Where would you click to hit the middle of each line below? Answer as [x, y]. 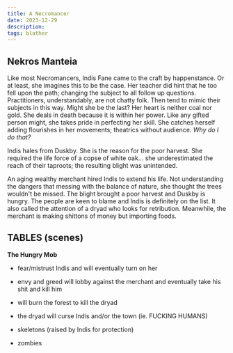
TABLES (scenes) [45, 238]
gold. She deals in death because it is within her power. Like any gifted [108, 115]
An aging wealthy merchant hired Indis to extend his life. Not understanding [115, 179]
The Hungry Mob [32, 254]
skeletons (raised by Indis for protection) [75, 329]
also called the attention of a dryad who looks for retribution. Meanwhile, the [117, 209]
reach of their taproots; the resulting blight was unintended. [93, 166]
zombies [30, 343]
